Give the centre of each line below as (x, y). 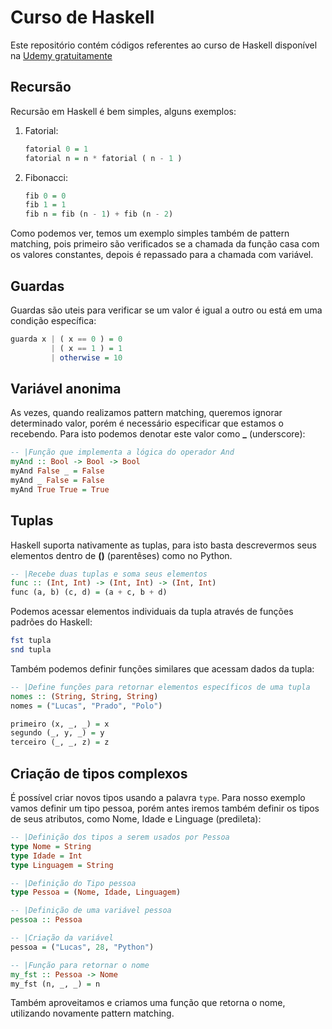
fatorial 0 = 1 (56, 149)
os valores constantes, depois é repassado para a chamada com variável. (162, 255)
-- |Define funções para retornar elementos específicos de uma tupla (160, 687)
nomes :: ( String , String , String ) (84, 696)
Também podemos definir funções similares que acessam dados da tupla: (162, 668)
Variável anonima (66, 388)
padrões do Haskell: (51, 622)
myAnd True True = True (60, 489)
